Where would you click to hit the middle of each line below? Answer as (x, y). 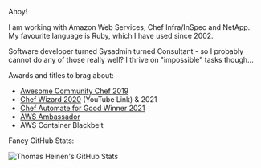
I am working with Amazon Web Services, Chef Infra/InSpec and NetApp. (129, 27)
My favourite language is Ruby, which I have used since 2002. (111, 36)
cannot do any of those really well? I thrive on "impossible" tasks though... (131, 60)
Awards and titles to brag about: (61, 75)
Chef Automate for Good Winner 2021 (82, 108)
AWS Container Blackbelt (61, 125)
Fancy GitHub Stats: (41, 141)
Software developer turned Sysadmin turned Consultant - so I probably (126, 51)
